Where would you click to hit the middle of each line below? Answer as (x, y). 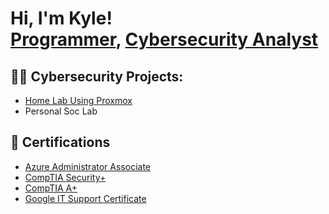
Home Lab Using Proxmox (78, 100)
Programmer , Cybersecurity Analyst (164, 39)
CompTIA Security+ (65, 177)
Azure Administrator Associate (87, 166)
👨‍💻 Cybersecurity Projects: (97, 76)
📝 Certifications (60, 142)
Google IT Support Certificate (85, 198)
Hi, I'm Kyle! (61, 18)
